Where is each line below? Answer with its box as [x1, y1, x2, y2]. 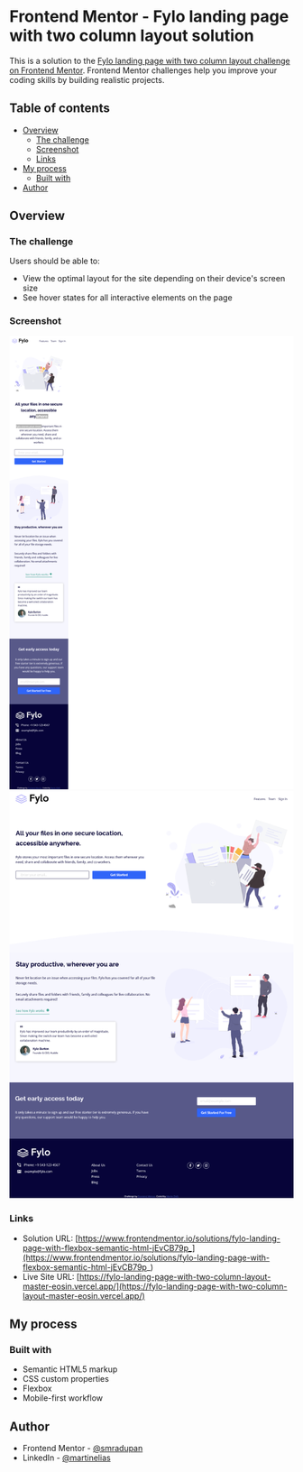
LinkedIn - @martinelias [22, 1452, 111, 1463]
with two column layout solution [9, 25, 254, 46]
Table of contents [9, 101, 110, 116]
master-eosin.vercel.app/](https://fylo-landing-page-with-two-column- [22, 1281, 288, 1292]
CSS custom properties [22, 1374, 110, 1385]
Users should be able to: [9, 255, 101, 267]
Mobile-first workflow [22, 1393, 104, 1403]
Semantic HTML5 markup [22, 1364, 118, 1375]
